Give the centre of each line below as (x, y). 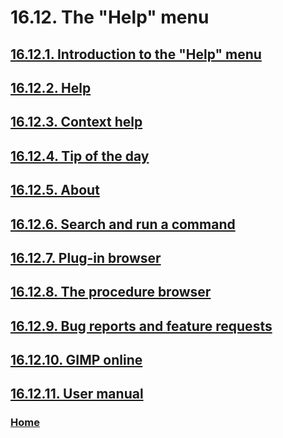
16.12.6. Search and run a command (123, 224)
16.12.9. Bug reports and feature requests (141, 326)
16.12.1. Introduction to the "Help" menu (136, 54)
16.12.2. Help (51, 87)
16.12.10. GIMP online (76, 360)
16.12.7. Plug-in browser (86, 257)
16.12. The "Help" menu (110, 17)
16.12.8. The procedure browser (111, 292)
